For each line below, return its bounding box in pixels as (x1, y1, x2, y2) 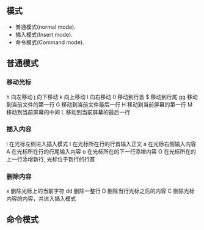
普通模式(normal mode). (15, 23, 76, 31)
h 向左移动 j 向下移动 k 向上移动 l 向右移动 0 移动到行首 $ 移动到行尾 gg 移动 (6, 93, 198, 100)
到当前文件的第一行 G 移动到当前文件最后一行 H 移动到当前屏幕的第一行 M (6, 100, 193, 108)
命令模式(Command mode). (15, 39, 84, 46)
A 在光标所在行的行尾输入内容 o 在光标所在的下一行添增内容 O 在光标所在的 (6, 147, 197, 155)
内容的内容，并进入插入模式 (6, 195, 76, 202)
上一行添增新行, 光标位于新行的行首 (6, 155, 95, 163)
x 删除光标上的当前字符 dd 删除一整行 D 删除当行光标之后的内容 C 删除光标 (6, 187, 195, 195)
